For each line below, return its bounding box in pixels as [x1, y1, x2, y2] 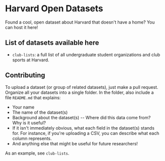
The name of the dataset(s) [12, 109, 68, 115]
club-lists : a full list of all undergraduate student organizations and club [12, 52, 161, 57]
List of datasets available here [5, 39, 99, 47]
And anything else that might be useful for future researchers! [12, 140, 138, 146]
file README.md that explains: [5, 94, 61, 101]
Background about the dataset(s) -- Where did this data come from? [12, 114, 151, 120]
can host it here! [5, 24, 38, 30]
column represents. [12, 135, 52, 141]
